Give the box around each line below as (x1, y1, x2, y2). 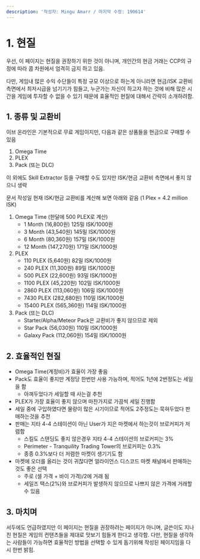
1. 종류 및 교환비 (6, 111, 61, 121)
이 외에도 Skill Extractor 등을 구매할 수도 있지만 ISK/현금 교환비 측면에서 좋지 (6, 174, 186, 181)
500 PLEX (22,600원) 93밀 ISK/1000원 (23, 272, 118, 279)
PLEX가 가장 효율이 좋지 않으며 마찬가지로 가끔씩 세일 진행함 (14, 398, 156, 405)
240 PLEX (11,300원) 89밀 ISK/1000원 (23, 264, 115, 272)
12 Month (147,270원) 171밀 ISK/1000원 (23, 243, 118, 251)
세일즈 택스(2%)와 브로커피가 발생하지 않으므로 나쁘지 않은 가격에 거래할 (23, 480, 192, 487)
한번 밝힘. (12, 546, 35, 553)
